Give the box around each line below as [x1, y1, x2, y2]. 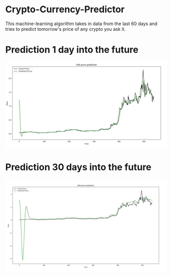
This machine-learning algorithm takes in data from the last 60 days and [5, 20, 158, 27]
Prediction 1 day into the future [5, 44, 139, 56]
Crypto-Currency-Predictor [5, 4, 125, 15]
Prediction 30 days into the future [5, 161, 152, 173]
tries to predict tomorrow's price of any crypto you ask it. [5, 26, 126, 32]
